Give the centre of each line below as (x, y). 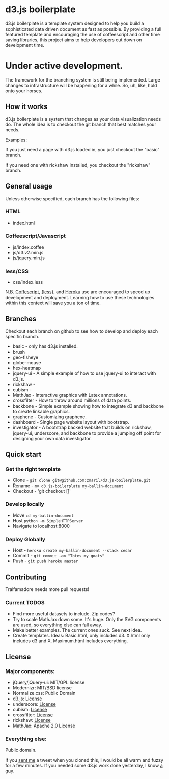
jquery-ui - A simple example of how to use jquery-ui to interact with (84, 373)
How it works (26, 107)
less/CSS (17, 271)
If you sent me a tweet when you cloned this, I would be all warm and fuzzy (84, 760)
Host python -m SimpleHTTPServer (48, 521)
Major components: (30, 671)
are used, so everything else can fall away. (58, 625)
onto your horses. (24, 91)
